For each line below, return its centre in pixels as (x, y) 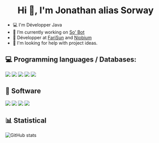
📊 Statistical (26, 120)
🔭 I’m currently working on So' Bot (49, 32)
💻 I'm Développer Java (37, 24)
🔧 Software (23, 91)
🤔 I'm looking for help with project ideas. (55, 43)
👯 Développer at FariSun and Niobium (52, 37)
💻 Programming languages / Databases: (71, 60)
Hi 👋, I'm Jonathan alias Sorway (86, 10)
